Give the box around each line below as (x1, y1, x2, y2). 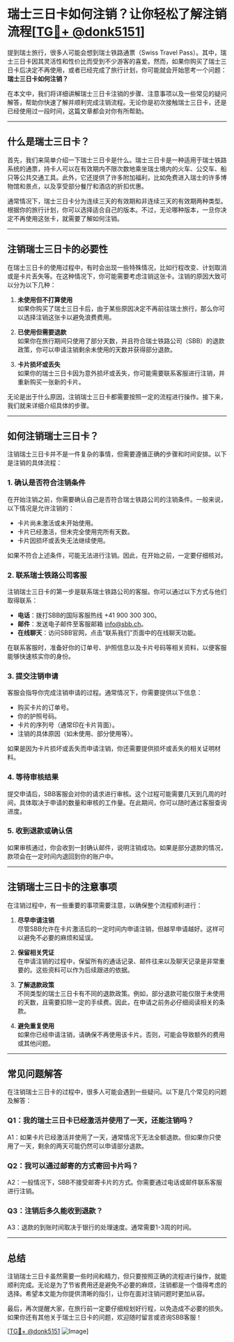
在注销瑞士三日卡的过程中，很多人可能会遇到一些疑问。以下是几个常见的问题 (7, 1088, 227, 1096)
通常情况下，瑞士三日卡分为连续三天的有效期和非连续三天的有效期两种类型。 (7, 196, 227, 205)
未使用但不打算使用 (17, 295, 73, 304)
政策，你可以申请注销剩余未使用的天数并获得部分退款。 (17, 345, 176, 354)
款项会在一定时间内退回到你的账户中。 (7, 852, 117, 860)
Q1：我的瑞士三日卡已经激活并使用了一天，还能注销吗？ (7, 1116, 194, 1125)
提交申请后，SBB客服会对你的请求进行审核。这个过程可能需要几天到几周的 (7, 789, 221, 798)
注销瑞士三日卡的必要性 (7, 243, 108, 255)
